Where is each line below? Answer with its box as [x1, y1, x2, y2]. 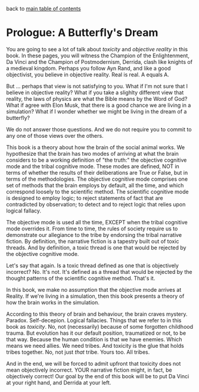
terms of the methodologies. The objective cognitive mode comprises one [6, 175, 188, 183]
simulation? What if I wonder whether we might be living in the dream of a [6, 107, 187, 115]
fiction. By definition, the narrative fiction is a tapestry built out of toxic [6, 237, 179, 245]
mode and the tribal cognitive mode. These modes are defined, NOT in [6, 162, 180, 169]
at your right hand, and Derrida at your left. [6, 379, 111, 386]
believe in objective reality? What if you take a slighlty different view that [6, 89, 184, 96]
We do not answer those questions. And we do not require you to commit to [6, 125, 192, 133]
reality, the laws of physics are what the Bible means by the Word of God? [6, 95, 188, 102]
